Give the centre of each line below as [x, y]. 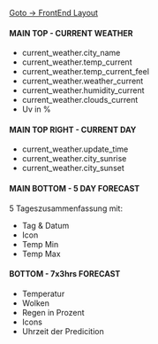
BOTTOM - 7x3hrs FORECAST [65, 274]
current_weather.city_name [71, 53]
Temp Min [40, 244]
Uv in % [36, 109]
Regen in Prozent [53, 312]
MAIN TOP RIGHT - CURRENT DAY [73, 129]
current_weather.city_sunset [73, 168]
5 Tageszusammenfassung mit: [66, 208]
